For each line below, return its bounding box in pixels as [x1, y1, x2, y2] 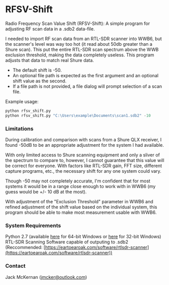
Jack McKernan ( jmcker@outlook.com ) [5, 274, 87, 280]
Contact [5, 263, 26, 270]
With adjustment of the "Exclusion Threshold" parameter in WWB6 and [5, 198, 154, 204]
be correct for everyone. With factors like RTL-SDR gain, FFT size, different [5, 163, 162, 169]
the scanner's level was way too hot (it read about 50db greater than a [5, 41, 153, 47]
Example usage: [5, 98, 39, 105]
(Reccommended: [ [5, 244, 46, 250]
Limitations [5, 125, 34, 132]
